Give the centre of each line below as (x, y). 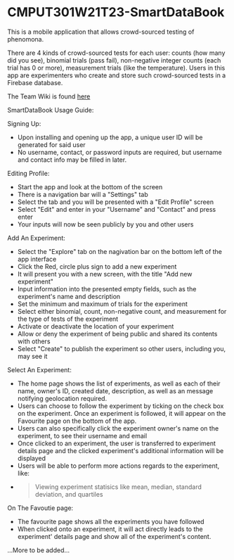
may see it (32, 356)
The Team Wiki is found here (49, 96)
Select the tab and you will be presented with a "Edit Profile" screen (116, 202)
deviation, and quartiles (69, 494)
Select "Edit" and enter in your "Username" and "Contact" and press (117, 209)
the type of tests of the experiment (68, 319)
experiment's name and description (69, 296)
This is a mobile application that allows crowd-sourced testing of (101, 32)
